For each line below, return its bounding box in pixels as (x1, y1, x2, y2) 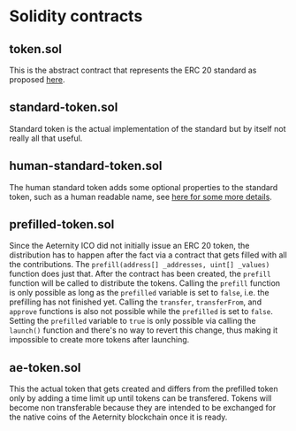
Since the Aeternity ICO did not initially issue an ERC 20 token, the (9, 241, 250, 251)
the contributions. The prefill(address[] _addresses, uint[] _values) (9, 259, 270, 270)
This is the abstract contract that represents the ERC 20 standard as (9, 65, 257, 75)
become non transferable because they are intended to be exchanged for (9, 403, 277, 413)
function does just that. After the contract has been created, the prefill (9, 268, 271, 280)
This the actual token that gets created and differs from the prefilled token (9, 383, 278, 395)
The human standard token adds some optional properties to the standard (9, 181, 278, 192)
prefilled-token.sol (9, 217, 115, 232)
